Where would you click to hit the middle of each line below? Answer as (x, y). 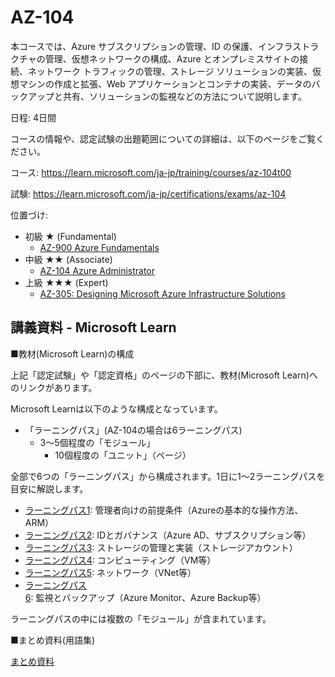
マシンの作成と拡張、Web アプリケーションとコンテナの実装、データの (165, 83)
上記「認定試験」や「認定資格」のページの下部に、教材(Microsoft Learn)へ (164, 375)
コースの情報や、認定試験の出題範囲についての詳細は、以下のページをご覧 (163, 138)
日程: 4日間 (33, 117)
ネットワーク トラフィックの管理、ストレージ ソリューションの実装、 (170, 71)
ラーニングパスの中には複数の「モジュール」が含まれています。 (141, 618)
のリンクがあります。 (54, 387)
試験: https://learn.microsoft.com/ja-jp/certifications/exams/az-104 (148, 193)
